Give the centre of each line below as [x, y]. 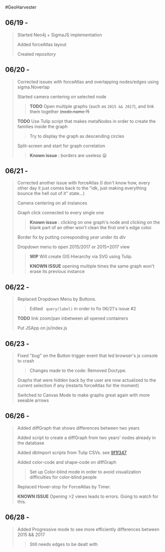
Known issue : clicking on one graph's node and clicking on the [95, 222]
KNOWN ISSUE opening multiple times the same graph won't [92, 266]
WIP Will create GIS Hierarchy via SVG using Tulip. [81, 257]
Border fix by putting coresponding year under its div [71, 237]
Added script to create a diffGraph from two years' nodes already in [86, 438]
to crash [26, 361]
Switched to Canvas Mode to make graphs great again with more [83, 395]
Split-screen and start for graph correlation [61, 146]
